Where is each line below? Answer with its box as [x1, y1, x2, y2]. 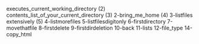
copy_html [6, 31, 32, 38]
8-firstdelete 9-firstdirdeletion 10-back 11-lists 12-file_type [38, 24, 183, 31]
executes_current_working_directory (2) [6, 5, 106, 12]
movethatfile [6, 24, 38, 31]
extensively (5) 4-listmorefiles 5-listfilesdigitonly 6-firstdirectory [6, 18, 166, 25]
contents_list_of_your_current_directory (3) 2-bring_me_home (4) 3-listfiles [6, 11, 193, 19]
